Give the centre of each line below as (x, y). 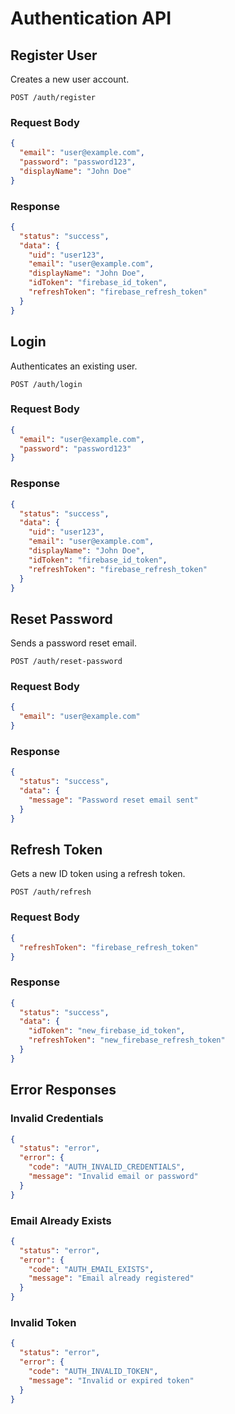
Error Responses (63, 1090)
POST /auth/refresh (51, 892)
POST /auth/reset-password (66, 662)
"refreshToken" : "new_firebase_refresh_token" (127, 1040)
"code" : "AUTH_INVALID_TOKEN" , (93, 1371)
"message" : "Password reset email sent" (113, 800)
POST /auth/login (46, 384)
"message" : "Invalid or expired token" (111, 1380)
